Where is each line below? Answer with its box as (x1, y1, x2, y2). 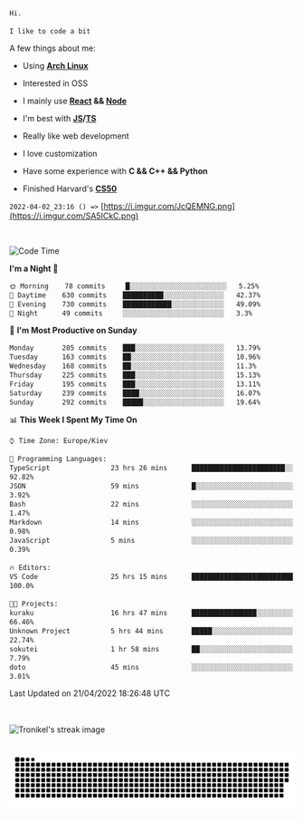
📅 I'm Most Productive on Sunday (9, 325, 137, 335)
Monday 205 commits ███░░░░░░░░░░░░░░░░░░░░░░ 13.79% (9, 343, 260, 353)
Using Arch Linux (22, 61, 89, 71)
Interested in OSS (22, 78, 89, 89)
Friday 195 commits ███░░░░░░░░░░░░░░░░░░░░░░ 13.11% (9, 380, 260, 389)
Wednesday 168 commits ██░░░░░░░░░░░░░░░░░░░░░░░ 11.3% (9, 362, 257, 371)
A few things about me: (9, 43, 97, 53)
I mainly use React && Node (22, 95, 128, 106)
